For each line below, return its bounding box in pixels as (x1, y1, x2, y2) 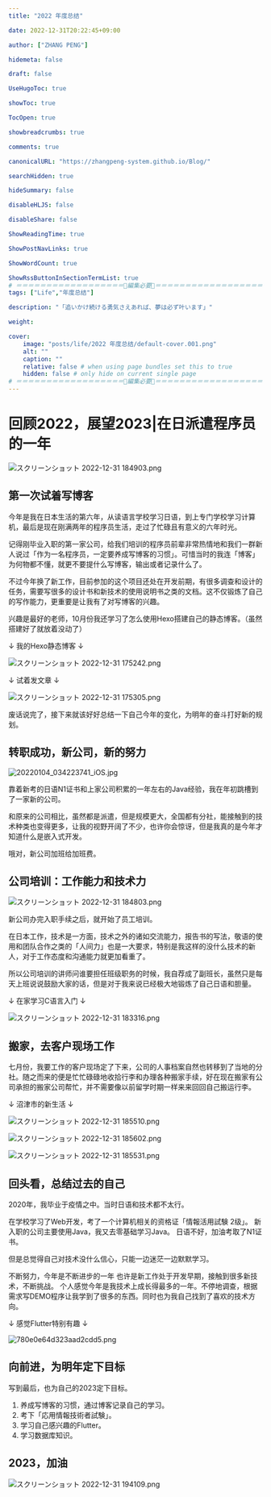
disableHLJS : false (8, 201, 74, 210)
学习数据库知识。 (19, 1430, 77, 1440)
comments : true (8, 143, 60, 151)
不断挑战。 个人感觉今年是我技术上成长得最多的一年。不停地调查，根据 (22, 1282, 258, 1291)
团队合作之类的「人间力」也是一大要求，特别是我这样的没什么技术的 (22, 941, 248, 952)
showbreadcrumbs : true (8, 128, 85, 136)
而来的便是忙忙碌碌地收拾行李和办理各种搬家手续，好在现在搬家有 (35, 1072, 256, 1082)
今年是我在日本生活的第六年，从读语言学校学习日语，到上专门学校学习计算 (8, 511, 256, 521)
